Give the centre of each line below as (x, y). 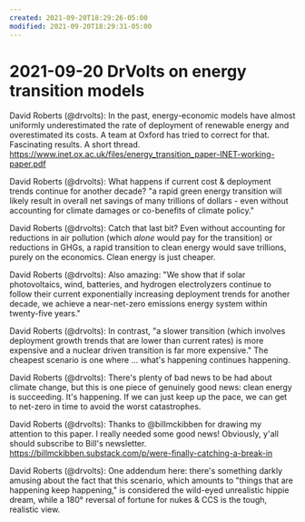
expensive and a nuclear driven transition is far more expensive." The (139, 350)
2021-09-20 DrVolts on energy (128, 71)
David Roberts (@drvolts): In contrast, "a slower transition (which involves (148, 331)
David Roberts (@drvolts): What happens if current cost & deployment (140, 182)
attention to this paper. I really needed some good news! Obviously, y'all (144, 434)
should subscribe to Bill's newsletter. (78, 444)
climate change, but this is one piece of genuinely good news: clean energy (151, 387)
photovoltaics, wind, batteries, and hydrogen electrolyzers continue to (141, 285)
